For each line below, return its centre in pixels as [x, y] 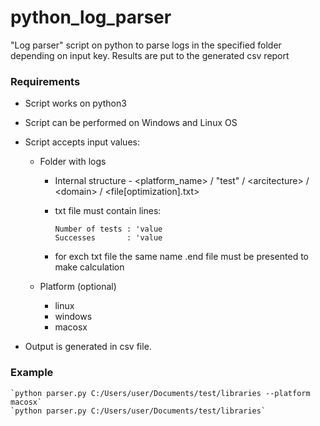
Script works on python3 [75, 103]
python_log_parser [91, 17]
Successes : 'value [108, 238]
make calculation [89, 267]
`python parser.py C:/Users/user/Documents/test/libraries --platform [160, 393]
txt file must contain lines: [108, 211]
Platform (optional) [78, 287]
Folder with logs [73, 162]
